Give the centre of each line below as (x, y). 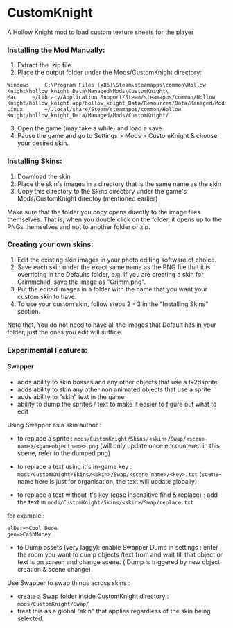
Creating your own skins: (50, 244)
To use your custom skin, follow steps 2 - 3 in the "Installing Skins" (113, 304)
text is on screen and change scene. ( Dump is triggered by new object (119, 562)
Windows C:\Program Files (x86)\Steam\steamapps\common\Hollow (107, 85)
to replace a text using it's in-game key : (75, 466)
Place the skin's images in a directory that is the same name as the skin (119, 184)
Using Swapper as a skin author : (54, 425)
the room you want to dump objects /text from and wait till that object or (120, 554)
